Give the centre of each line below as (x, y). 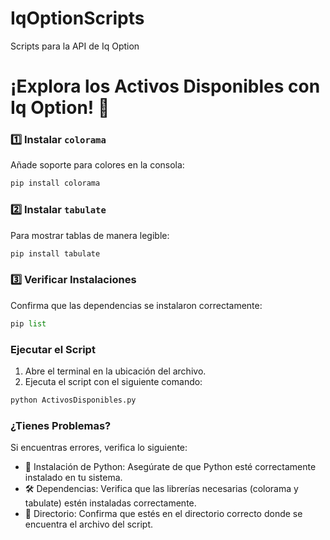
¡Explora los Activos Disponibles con (165, 86)
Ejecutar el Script (53, 349)
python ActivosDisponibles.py (73, 400)
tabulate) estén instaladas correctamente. (110, 503)
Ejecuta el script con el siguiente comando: (113, 381)
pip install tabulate (55, 253)
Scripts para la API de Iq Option (75, 46)
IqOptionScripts (77, 18)
